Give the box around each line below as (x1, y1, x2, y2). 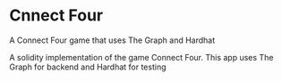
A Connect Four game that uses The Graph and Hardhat (9, 35, 216, 45)
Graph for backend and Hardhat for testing (9, 61, 167, 72)
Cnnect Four (9, 5, 104, 26)
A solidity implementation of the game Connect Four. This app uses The (9, 52, 274, 62)
